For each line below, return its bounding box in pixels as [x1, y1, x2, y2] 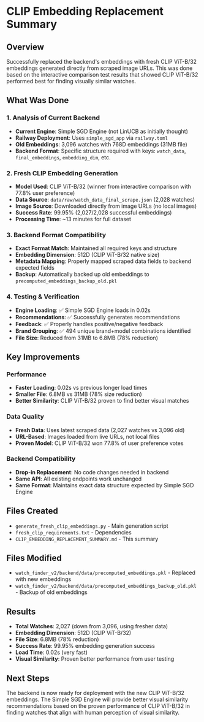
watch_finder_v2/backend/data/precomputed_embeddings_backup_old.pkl [15, 583, 197, 590]
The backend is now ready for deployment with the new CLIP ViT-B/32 [6, 690, 185, 697]
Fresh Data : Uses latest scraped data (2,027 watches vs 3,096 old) [15, 426, 185, 433]
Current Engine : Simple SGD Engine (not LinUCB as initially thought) [15, 127, 189, 135]
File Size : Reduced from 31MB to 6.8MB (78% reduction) [15, 334, 158, 341]
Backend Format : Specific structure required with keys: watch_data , [15, 147, 186, 154]
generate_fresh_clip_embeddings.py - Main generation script [15, 522, 168, 530]
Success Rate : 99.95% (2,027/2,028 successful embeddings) [15, 208, 172, 216]
